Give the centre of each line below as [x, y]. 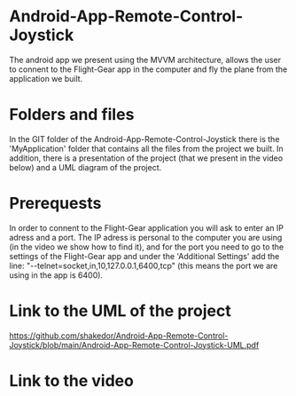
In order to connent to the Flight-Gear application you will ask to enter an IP [147, 227]
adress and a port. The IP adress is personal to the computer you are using [146, 237]
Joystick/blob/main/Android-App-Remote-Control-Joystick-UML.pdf [134, 345]
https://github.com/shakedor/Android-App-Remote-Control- [119, 336]
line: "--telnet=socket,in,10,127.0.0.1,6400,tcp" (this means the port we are [144, 265]
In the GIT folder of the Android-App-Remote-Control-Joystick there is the [144, 139]
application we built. [46, 78]
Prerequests [55, 204]
